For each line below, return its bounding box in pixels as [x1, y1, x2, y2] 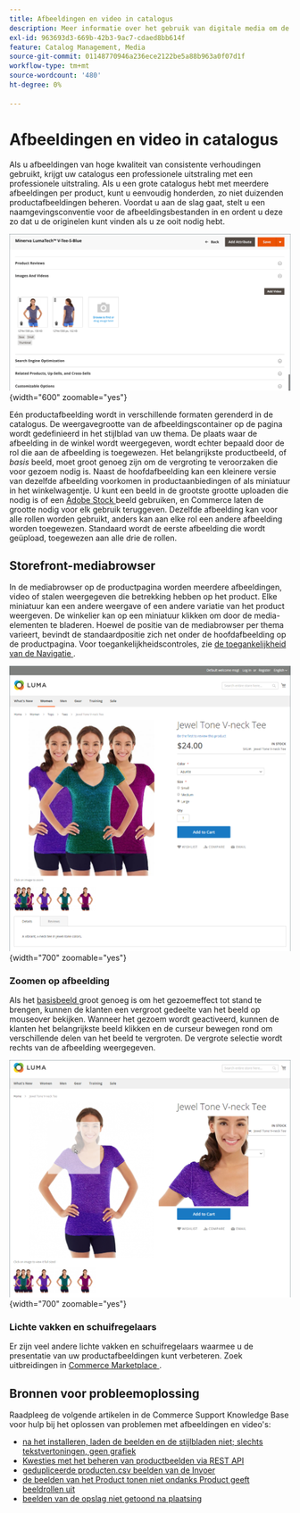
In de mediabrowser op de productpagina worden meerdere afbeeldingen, [9, 581, 283, 593]
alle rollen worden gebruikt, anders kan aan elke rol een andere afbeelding [9, 514, 283, 524]
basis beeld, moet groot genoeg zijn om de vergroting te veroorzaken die [9, 456, 279, 467]
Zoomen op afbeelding [9, 974, 110, 987]
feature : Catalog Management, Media [9, 43, 146, 52]
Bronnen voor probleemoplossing [9, 1385, 200, 1401]
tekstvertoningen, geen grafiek [21, 1446, 137, 1457]
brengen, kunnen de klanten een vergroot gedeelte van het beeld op [9, 1005, 261, 1016]
